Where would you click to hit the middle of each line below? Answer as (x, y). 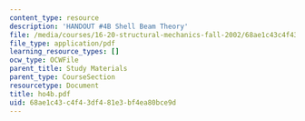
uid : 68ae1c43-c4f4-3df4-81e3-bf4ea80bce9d (93, 102)
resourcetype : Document (54, 86)
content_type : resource (54, 18)
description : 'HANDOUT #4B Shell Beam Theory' (99, 26)
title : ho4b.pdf (40, 94)
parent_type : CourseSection (63, 77)
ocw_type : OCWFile (44, 60)
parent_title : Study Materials (69, 69)
